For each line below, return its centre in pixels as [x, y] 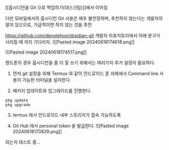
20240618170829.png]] [37, 131]
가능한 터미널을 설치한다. [47, 80]
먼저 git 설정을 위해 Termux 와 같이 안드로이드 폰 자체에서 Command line [86, 73]
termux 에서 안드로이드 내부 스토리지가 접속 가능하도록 [67, 115]
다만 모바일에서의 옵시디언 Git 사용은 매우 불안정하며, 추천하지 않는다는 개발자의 [84, 18]
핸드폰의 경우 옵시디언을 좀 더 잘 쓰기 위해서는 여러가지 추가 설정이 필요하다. [80, 62]
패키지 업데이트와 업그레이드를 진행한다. [52, 91]
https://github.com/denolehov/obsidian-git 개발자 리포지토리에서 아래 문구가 [83, 35]
